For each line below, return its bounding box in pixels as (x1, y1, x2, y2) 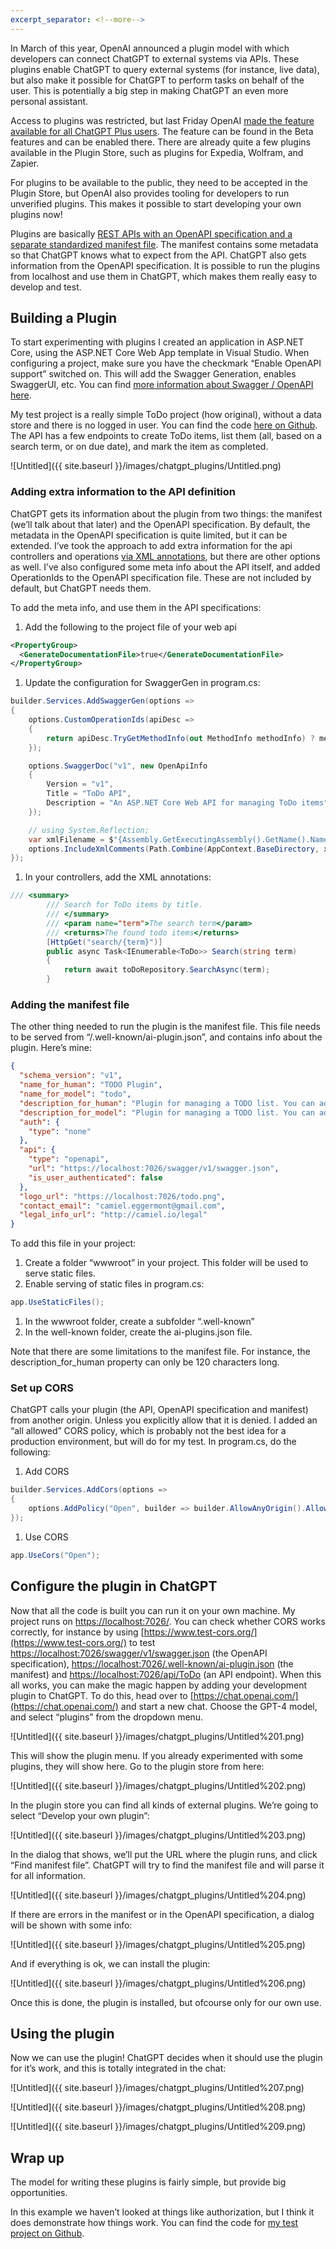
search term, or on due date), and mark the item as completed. (10, 441, 269, 453)
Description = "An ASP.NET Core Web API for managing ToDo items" (46, 798, 329, 808)
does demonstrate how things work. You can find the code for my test (10, 2217, 299, 2229)
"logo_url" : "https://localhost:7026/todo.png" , (19, 1191, 226, 1201)
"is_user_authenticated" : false (28, 1172, 163, 1183)
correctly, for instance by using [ (10, 1626, 145, 1638)
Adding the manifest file (10, 998, 130, 1012)
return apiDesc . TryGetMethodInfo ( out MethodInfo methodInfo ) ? (46, 733, 315, 743)
